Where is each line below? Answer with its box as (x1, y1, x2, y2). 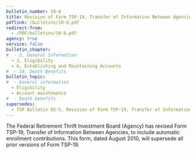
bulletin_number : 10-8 (6, 8, 61, 15)
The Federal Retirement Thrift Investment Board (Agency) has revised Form (6, 122, 187, 129)
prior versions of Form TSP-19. (6, 141, 80, 148)
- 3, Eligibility (11, 57, 54, 63)
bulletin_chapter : (6, 47, 51, 53)
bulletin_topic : (6, 74, 45, 80)
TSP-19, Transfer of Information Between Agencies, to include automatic (6, 129, 180, 136)
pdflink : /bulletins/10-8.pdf (6, 19, 80, 25)
